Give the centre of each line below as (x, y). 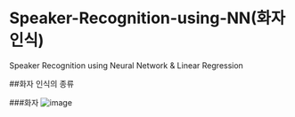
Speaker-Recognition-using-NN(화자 (147, 18)
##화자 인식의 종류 (41, 83)
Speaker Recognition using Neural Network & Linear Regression (126, 65)
